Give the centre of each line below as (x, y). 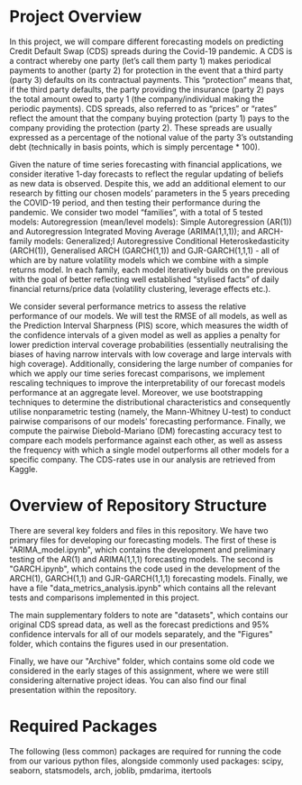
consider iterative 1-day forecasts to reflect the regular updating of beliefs (146, 174)
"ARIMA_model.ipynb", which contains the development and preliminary (142, 549)
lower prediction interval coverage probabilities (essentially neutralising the (149, 344)
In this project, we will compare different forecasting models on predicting (146, 41)
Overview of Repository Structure (138, 506)
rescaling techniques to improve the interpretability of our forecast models (147, 383)
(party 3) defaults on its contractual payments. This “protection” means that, (151, 79)
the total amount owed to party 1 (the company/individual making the (137, 99)
